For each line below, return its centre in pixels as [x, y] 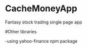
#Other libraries [21, 31]
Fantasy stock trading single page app [43, 22]
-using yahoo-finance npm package [41, 41]
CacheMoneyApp [41, 9]
